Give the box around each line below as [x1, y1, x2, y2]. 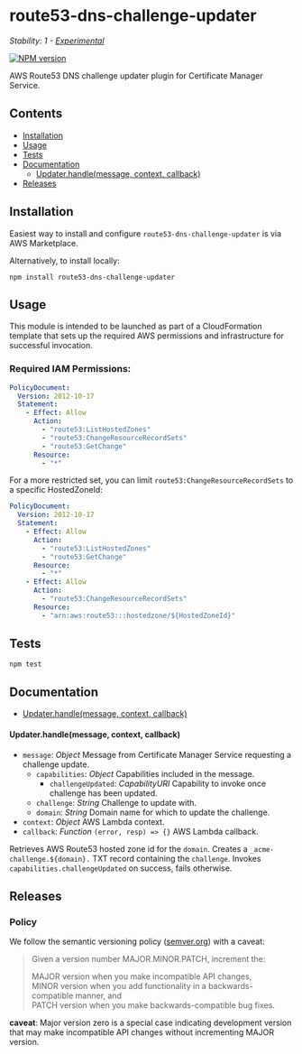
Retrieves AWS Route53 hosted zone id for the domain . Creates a [9, 843, 248, 854]
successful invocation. [9, 340, 93, 351]
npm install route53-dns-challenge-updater [9, 273, 176, 282]
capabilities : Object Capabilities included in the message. [35, 768, 255, 779]
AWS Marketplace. [9, 237, 78, 248]
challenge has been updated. [49, 787, 158, 799]
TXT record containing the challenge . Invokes [92, 853, 261, 864]
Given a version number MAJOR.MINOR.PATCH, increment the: [31, 954, 266, 965]
